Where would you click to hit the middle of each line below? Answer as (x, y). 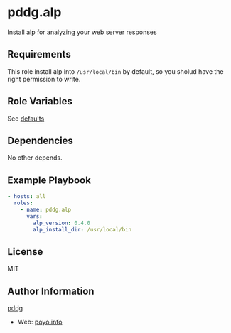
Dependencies (40, 140)
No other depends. (35, 158)
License (25, 252)
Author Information (51, 291)
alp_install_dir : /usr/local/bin (82, 229)
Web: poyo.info (40, 322)
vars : (34, 216)
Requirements (39, 54)
